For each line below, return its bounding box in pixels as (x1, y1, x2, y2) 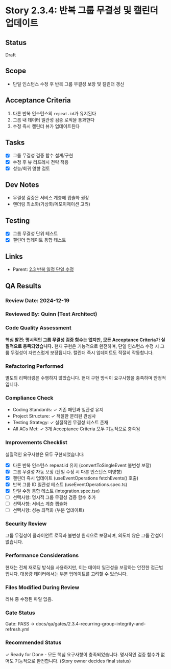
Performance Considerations (5, 552, 79, 559)
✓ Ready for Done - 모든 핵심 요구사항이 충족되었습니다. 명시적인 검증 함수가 (5, 651, 160, 657)
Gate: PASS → (5, 621, 35, 627)
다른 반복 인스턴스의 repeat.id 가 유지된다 (12, 110, 96, 116)
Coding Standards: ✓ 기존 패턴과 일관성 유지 (12, 407, 104, 413)
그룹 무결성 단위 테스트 (12, 231, 58, 237)
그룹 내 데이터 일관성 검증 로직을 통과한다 (12, 116, 95, 123)
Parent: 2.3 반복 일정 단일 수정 (12, 266, 74, 273)
